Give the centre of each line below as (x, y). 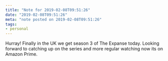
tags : (11, 24)
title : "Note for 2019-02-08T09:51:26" (48, 10)
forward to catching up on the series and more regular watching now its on (84, 49)
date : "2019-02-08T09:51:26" (36, 15)
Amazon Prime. (22, 54)
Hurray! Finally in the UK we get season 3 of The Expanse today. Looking (82, 43)
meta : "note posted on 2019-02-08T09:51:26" (54, 19)
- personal (17, 29)
